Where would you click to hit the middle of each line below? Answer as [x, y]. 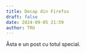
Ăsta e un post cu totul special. [43, 44]
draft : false [22, 17]
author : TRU [20, 28]
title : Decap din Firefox [37, 11]
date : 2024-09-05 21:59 [35, 22]
